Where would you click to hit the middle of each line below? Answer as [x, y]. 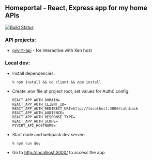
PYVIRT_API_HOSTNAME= [34, 126]
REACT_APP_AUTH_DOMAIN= [36, 100]
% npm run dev [26, 144]
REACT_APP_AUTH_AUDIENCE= [38, 113]
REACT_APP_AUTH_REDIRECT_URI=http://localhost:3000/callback [75, 109]
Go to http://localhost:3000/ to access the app [58, 153]
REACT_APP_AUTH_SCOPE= [35, 121]
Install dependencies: [33, 73]
